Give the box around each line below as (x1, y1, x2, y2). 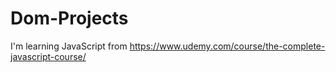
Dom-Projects (10, 7, 129, 30)
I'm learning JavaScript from (10, 40, 128, 52)
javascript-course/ (10, 50, 87, 62)
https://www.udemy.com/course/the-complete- (129, 40, 326, 52)
